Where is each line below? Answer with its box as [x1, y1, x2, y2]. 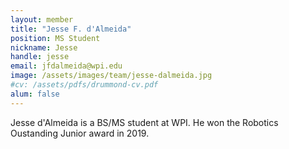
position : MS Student [10, 33, 101, 43]
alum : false [10, 89, 60, 99]
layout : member [10, 14, 74, 25]
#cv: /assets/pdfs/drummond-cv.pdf [10, 80, 159, 90]
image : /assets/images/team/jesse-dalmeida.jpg [10, 71, 213, 81]
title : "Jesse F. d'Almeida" [10, 24, 132, 34]
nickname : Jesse [10, 42, 78, 53]
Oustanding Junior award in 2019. [10, 127, 150, 139]
